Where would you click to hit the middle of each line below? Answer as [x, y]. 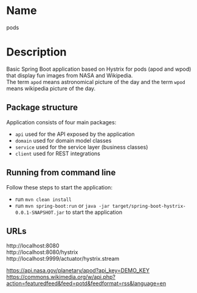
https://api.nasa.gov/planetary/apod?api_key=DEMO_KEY [78, 270]
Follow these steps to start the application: [59, 187]
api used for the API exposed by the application [75, 134]
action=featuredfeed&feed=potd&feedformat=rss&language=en [86, 283]
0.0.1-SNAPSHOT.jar [40, 213]
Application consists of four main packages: [61, 122]
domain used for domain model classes [63, 140]
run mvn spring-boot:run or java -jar [62, 205]
